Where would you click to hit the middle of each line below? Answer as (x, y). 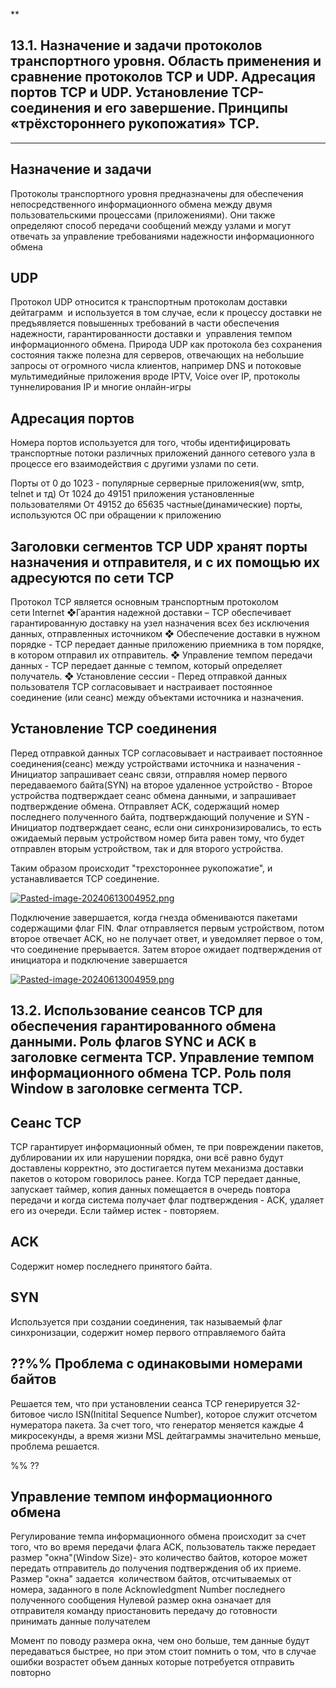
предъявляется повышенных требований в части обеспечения (145, 323)
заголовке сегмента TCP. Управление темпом (162, 1057)
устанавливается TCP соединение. (85, 878)
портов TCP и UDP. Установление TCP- (137, 92)
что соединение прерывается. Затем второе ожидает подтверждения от (166, 949)
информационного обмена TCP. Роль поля (151, 1073)
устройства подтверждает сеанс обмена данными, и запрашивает (153, 795)
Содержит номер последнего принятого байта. (111, 1266)
